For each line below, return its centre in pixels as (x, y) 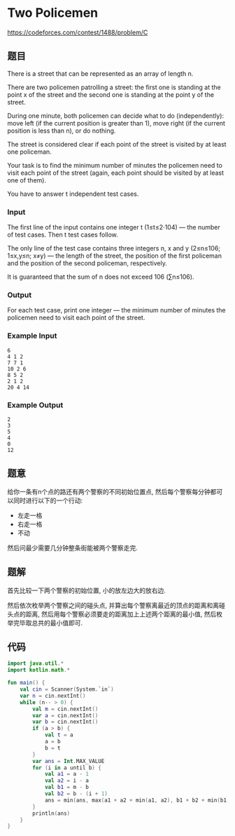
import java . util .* (36, 664)
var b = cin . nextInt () (65, 722)
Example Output (35, 405)
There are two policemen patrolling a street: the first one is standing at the (114, 87)
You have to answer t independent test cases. (73, 194)
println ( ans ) (51, 813)
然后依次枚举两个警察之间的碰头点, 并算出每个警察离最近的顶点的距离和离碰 (116, 605)
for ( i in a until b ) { (67, 768)
